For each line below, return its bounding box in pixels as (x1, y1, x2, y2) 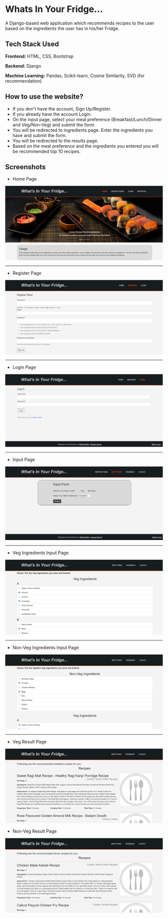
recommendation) (5, 78, 42, 84)
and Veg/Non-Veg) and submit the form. (12, 122, 95, 128)
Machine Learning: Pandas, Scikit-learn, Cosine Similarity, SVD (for (5, 73, 145, 79)
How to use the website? (5, 93, 83, 101)
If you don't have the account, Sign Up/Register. (12, 106, 111, 112)
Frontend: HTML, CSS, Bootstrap (5, 53, 74, 59)
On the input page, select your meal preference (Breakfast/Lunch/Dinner (12, 116, 162, 122)
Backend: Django (5, 63, 41, 69)
